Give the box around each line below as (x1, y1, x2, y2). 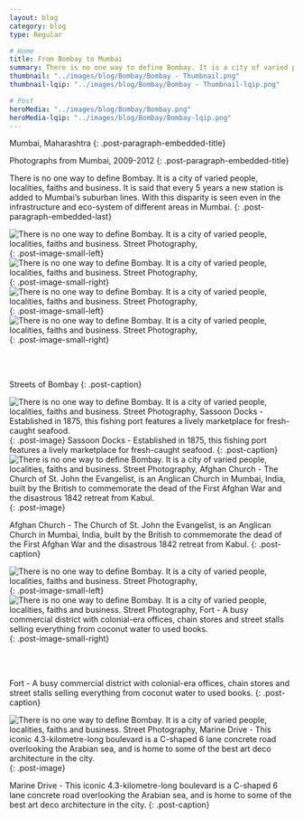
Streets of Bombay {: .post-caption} (9, 379, 142, 390)
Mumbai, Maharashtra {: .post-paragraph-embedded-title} (9, 137, 226, 149)
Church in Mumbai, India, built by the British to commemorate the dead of (9, 530, 282, 541)
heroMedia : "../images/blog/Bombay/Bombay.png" (9, 105, 192, 114)
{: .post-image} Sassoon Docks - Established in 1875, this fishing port (9, 435, 268, 446)
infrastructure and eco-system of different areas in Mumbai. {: (9, 202, 241, 212)
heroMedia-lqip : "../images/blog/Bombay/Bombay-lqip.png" (9, 113, 232, 122)
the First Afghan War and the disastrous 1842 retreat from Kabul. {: (9, 539, 257, 550)
